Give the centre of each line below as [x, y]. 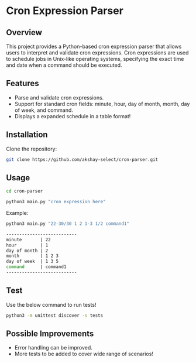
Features [23, 83]
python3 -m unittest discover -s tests [55, 315]
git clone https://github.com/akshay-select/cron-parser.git [82, 159]
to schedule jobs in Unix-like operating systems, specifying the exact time [95, 59]
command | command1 [36, 267]
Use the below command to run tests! [51, 304]
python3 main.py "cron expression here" [56, 202]
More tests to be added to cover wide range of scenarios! [84, 354]
